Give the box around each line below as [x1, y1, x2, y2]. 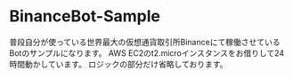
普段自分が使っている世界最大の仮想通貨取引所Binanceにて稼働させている [9, 36, 281, 47]
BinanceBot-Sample [9, 6, 161, 27]
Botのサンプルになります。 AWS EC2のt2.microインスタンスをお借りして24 [9, 47, 285, 58]
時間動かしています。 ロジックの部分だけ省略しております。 [9, 58, 228, 69]
